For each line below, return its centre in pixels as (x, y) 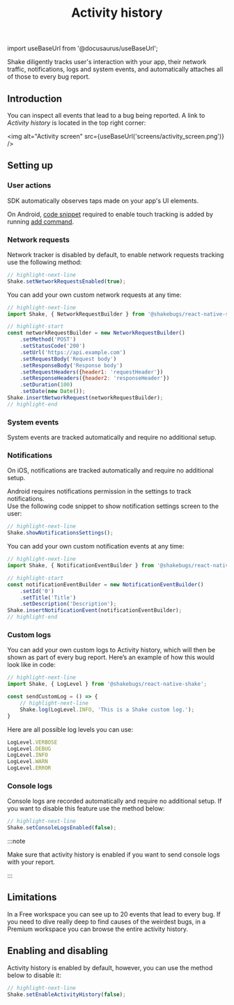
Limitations (32, 897)
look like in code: (31, 665)
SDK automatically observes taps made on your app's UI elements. (103, 201)
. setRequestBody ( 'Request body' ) (68, 359)
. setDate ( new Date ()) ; (53, 392)
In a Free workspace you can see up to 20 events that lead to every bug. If (114, 914)
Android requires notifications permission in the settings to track (99, 491)
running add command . (41, 222)
